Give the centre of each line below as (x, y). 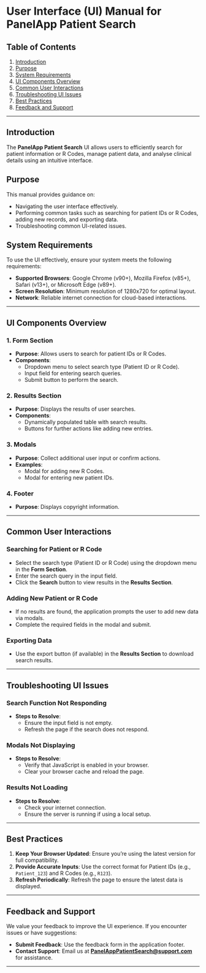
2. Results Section (34, 396)
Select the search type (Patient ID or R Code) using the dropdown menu (106, 562)
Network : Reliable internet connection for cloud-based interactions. (101, 298)
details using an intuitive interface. (50, 160)
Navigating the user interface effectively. (67, 206)
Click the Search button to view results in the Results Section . (94, 582)
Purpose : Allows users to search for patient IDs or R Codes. (91, 354)
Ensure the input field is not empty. (68, 723)
